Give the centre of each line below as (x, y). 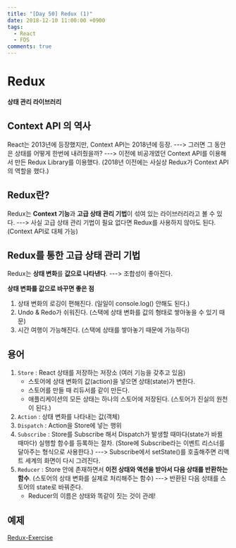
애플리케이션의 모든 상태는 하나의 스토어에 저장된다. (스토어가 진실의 (121, 399)
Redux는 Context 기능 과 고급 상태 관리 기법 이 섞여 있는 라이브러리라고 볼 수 (111, 213)
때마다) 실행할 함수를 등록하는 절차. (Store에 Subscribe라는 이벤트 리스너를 (121, 443)
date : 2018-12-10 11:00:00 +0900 (56, 20)
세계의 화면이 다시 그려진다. (63, 461)
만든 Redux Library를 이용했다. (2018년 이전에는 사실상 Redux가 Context (116, 162)
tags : (15, 27)
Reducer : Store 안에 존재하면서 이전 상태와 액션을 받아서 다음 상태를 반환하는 (123, 470)
